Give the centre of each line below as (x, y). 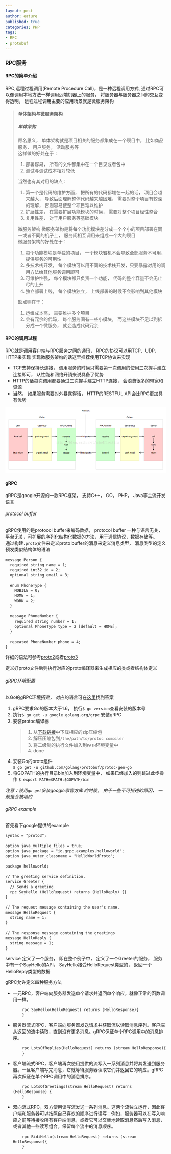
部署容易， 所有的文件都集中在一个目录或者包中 (75, 164)
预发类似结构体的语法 (28, 550)
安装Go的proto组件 (32, 761)
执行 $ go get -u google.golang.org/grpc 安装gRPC (67, 715)
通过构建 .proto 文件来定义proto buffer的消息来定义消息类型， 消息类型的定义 (86, 543)
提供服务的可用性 (43, 259)
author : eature (21, 16)
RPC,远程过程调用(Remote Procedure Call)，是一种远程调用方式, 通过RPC (82, 88)
